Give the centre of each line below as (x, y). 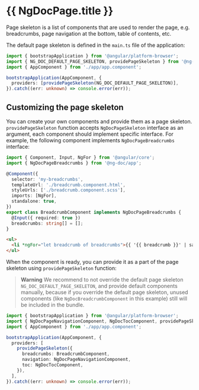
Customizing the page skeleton (65, 107)
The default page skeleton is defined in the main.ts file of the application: (96, 45)
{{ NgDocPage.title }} (60, 11)
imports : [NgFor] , (34, 196)
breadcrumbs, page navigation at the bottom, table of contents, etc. (89, 33)
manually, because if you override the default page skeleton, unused (104, 292)
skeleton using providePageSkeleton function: (61, 268)
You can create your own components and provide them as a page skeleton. (99, 122)
